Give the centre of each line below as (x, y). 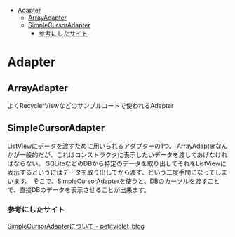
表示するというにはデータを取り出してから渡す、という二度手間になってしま (117, 172)
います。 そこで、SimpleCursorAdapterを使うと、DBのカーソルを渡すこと (114, 181)
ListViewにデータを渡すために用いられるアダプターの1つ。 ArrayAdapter (112, 146)
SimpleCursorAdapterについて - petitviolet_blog (76, 226)
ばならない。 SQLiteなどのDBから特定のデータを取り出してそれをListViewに (117, 163)
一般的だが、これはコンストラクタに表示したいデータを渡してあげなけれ (123, 154)
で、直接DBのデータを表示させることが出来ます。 (79, 189)
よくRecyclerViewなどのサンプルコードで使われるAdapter (90, 106)
